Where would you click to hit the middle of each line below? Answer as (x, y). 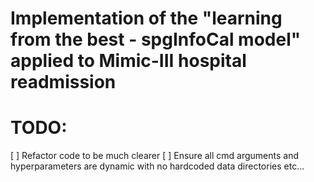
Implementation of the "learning (146, 18)
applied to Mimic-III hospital (128, 61)
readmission (63, 82)
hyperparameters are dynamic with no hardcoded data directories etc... (157, 166)
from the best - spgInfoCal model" (156, 39)
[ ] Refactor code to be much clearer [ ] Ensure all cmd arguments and (155, 156)
